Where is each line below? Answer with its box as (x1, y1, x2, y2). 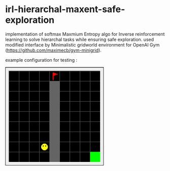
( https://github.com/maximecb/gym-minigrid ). (5, 47, 101, 53)
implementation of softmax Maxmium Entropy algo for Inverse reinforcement (5, 31, 165, 37)
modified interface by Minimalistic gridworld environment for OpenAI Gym (5, 41, 160, 48)
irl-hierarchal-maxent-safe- (5, 4, 125, 15)
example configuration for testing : (5, 57, 78, 63)
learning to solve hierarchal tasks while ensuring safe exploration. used (5, 36, 154, 42)
